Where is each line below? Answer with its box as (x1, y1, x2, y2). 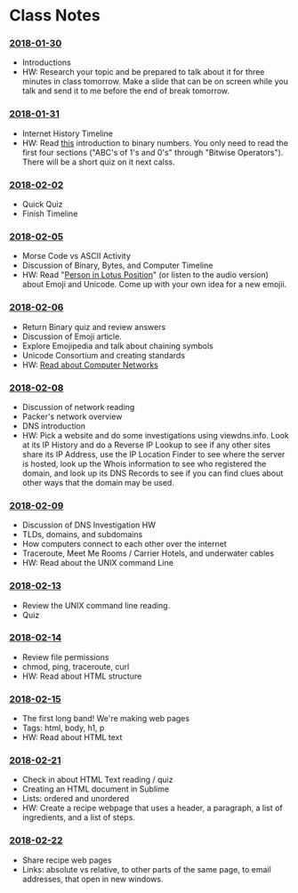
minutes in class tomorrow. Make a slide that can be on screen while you (21, 76, 289, 87)
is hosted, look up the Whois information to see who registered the (21, 458, 267, 469)
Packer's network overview (21, 411, 123, 422)
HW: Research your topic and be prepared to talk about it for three (21, 67, 265, 77)
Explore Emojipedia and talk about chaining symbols (21, 340, 213, 351)
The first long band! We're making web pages (21, 713, 189, 724)
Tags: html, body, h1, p (21, 722, 105, 734)
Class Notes (9, 5, 101, 26)
